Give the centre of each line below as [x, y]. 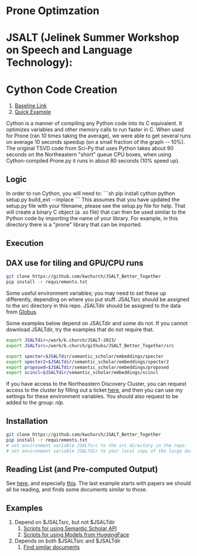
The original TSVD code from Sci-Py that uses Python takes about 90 [90, 149]
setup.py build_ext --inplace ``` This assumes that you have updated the [93, 200]
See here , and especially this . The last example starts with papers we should [98, 483]
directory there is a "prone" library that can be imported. [74, 225]
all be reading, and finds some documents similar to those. [77, 490]
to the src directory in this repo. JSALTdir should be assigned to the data [94, 306]
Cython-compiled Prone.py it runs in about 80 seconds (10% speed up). [93, 161]
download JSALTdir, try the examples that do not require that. [80, 329]
